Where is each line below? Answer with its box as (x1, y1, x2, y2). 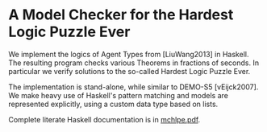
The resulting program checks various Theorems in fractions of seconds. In (8, 58, 260, 68)
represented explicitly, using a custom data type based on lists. (8, 99, 219, 109)
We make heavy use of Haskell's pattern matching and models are (8, 90, 228, 100)
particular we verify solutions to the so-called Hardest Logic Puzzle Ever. (8, 66, 251, 76)
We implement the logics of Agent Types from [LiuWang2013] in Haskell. (8, 49, 249, 59)
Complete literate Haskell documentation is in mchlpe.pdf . (8, 114, 201, 124)
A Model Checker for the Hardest (8, 6, 234, 24)
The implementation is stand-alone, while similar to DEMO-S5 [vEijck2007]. (8, 82, 259, 92)
